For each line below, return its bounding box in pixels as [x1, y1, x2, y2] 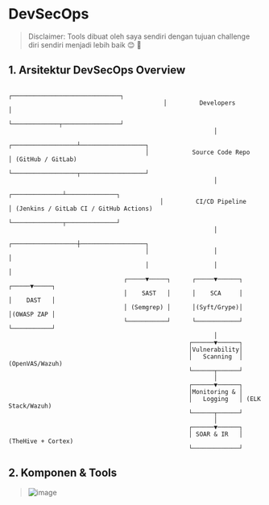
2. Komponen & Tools [8, 466, 118, 480]
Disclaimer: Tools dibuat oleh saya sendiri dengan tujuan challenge [27, 31, 250, 41]
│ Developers [163, 98, 236, 107]
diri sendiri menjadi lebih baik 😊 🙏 [27, 39, 142, 49]
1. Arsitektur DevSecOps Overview [8, 64, 186, 77]
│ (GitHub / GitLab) [8, 155, 78, 164]
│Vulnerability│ [188, 346, 243, 354]
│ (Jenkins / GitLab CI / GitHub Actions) [8, 205, 153, 213]
